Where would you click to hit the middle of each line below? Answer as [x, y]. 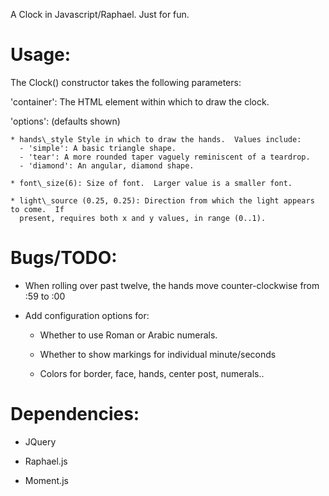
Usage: [41, 55]
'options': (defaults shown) [65, 121]
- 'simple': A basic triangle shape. [98, 148]
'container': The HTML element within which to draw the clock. [140, 101]
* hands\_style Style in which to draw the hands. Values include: [156, 139]
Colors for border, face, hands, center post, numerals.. [152, 373]
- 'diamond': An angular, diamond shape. [107, 165]
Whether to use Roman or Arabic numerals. [128, 335]
